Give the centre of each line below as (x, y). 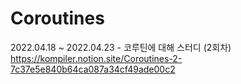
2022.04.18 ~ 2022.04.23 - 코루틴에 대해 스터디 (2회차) (121, 47)
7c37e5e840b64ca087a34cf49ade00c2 (93, 69)
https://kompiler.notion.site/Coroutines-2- (96, 58)
